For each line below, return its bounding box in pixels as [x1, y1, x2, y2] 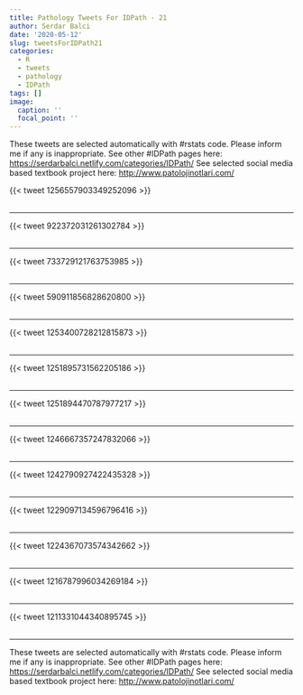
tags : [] [9, 88, 42, 97]
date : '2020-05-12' [9, 30, 83, 39]
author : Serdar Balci [9, 22, 91, 31]
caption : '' [17, 106, 63, 115]
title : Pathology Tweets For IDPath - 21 [9, 13, 168, 23]
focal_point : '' [17, 114, 78, 123]
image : [9, 97, 34, 107]
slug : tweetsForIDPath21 [9, 38, 103, 48]
